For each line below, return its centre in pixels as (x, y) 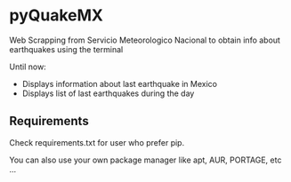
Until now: (28, 67)
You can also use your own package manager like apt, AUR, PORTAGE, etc (145, 160)
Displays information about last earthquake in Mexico (120, 83)
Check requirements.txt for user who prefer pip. (97, 142)
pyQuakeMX (57, 16)
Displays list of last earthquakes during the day (108, 93)
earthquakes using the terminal (66, 49)
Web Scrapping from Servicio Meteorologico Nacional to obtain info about (145, 40)
